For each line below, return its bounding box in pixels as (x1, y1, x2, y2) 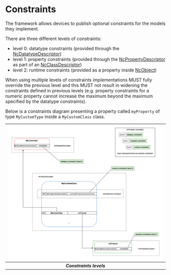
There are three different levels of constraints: (5, 36, 102, 42)
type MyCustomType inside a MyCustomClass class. (5, 113, 105, 120)
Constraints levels (66, 262, 105, 268)
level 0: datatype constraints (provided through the (12, 45, 120, 51)
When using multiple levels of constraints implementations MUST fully (5, 77, 153, 83)
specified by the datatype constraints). (5, 98, 87, 105)
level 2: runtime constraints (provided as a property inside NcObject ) (12, 67, 157, 73)
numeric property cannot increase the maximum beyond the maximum (5, 93, 153, 99)
